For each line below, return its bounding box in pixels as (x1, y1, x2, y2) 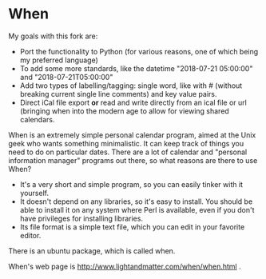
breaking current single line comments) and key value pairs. (19, 89, 217, 98)
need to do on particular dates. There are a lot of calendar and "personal (8, 147, 248, 157)
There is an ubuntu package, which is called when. (8, 245, 176, 256)
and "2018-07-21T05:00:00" (19, 72, 113, 82)
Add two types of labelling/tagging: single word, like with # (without (19, 81, 243, 90)
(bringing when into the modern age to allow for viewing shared (19, 106, 229, 116)
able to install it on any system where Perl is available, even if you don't (19, 205, 255, 214)
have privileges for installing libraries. (19, 213, 144, 223)
